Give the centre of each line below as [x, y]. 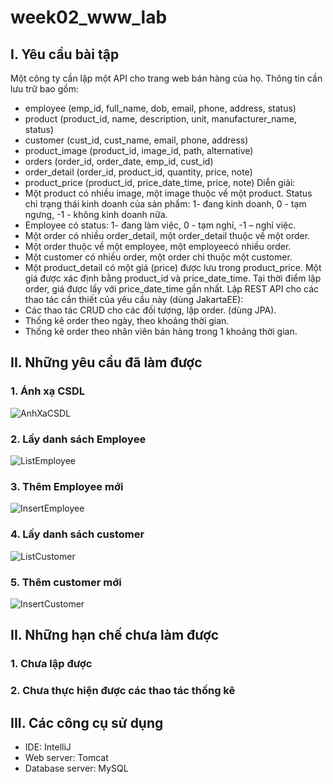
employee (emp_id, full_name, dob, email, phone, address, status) [160, 108]
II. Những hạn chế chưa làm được [115, 635]
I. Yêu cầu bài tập [65, 54]
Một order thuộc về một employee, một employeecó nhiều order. [158, 246]
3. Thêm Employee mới [67, 486]
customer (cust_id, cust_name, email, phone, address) [136, 140]
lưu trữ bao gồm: [44, 89]
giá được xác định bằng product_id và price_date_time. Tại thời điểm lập [173, 278]
